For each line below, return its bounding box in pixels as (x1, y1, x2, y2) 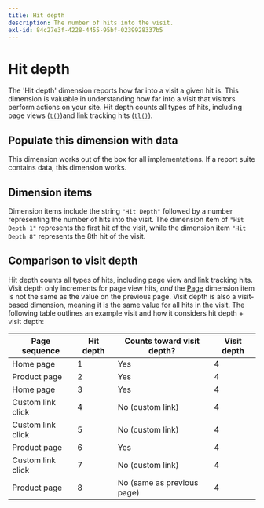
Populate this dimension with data (8, 133, 178, 147)
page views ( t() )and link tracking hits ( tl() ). (8, 111, 153, 120)
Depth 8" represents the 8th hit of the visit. (8, 231, 146, 240)
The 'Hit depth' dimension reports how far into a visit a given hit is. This (8, 86, 240, 95)
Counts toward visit (124, 335, 200, 346)
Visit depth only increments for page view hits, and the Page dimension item (8, 283, 255, 293)
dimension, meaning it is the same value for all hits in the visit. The (30, 300, 245, 309)
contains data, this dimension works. (8, 163, 127, 173)
